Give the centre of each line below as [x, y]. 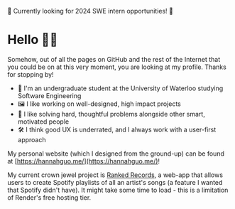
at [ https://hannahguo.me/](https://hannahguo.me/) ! [84, 161]
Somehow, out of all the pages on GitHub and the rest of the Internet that [114, 59]
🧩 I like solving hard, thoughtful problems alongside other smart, [111, 114]
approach [32, 139]
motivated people [43, 122]
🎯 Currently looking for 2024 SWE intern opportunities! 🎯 [91, 11]
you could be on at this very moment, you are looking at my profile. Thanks [117, 67]
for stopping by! [31, 74]
